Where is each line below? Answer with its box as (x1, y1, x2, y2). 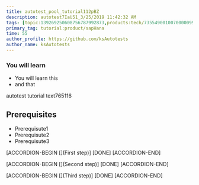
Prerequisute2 (14, 131, 50, 138)
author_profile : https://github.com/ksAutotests (6, 36, 129, 42)
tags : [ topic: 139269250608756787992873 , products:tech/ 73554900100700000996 (6, 20, 197, 25)
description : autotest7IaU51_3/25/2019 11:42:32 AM (6, 14, 136, 20)
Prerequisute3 (14, 137, 50, 145)
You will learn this (14, 74, 58, 82)
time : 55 (6, 31, 28, 37)
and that (14, 81, 36, 88)
